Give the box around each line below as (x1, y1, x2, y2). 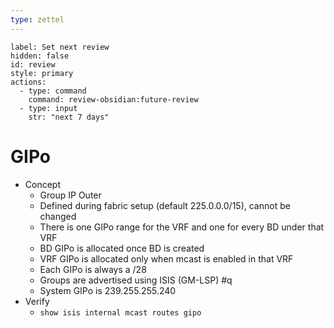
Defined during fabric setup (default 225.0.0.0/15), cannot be (39, 199, 291, 211)
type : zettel (10, 14, 65, 25)
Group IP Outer (39, 189, 102, 201)
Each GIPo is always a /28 (39, 263, 147, 275)
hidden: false (10, 51, 70, 61)
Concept (24, 178, 62, 190)
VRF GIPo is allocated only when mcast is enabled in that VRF (39, 252, 294, 265)
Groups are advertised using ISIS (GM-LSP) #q (39, 274, 233, 286)
